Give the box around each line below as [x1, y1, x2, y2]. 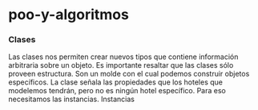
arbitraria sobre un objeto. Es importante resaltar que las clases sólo [8, 61, 234, 70]
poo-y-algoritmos [8, 6, 130, 24]
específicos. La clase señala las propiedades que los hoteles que [8, 77, 223, 87]
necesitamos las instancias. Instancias [8, 94, 135, 104]
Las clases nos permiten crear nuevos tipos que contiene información [8, 52, 239, 61]
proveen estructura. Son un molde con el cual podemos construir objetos [8, 69, 250, 79]
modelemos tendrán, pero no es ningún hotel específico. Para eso [8, 86, 226, 96]
